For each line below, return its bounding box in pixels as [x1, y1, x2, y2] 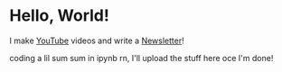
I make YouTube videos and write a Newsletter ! [9, 35, 184, 46]
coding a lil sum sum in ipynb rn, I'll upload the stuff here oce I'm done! [9, 52, 274, 63]
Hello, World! [9, 5, 110, 26]
